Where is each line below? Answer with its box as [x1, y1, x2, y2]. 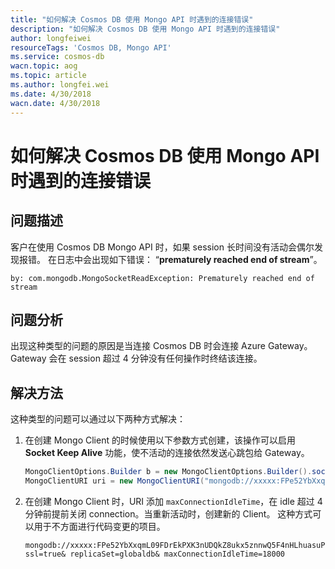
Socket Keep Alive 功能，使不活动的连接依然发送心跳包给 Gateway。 [24, 447, 310, 459]
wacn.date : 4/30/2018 [10, 98, 101, 108]
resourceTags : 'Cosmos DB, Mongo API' [10, 42, 172, 53]
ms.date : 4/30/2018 [10, 89, 92, 99]
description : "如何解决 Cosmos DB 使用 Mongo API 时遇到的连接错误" [10, 24, 281, 34]
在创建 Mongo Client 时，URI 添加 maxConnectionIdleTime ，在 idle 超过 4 [24, 495, 323, 507]
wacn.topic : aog [10, 61, 78, 71]
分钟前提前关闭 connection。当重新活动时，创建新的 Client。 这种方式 [24, 507, 313, 520]
